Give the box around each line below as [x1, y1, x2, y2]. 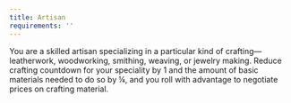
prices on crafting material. [9, 83, 109, 94]
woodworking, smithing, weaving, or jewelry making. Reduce [57, 55, 282, 66]
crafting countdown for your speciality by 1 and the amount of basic [9, 64, 259, 75]
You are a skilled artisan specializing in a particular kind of [9, 45, 224, 56]
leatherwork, [9, 55, 56, 66]
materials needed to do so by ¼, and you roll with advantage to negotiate [9, 74, 278, 84]
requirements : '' [9, 21, 74, 30]
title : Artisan [9, 12, 66, 22]
